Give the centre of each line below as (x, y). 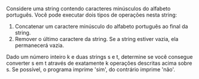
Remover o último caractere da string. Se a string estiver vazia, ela (97, 39)
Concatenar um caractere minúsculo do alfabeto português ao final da (101, 26)
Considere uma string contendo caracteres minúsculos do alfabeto (88, 9)
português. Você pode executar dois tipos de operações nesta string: (92, 15)
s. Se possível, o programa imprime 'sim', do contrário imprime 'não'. (91, 69)
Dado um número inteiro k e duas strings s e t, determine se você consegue (99, 57)
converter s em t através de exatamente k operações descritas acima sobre (99, 63)
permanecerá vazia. (39, 45)
